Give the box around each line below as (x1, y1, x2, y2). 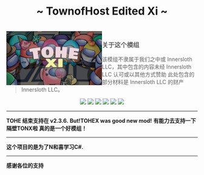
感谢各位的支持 (6, 162, 44, 170)
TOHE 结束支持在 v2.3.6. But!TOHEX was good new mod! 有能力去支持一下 (6, 117, 196, 125)
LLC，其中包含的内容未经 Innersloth (102, 63, 192, 70)
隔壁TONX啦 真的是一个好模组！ (6, 125, 87, 132)
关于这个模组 (102, 41, 140, 49)
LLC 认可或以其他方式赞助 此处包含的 (102, 71, 195, 78)
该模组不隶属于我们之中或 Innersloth (102, 56, 192, 63)
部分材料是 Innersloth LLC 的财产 (102, 78, 184, 86)
